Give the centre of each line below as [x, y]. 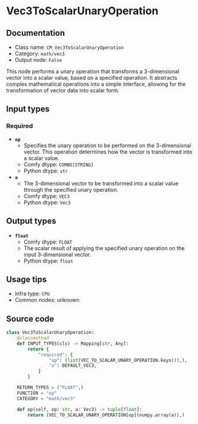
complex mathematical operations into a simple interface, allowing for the [96, 84]
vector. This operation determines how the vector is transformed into [108, 152]
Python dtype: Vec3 [47, 202]
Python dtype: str [46, 170]
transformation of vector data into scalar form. [63, 90]
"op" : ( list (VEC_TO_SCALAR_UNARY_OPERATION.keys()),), [118, 360]
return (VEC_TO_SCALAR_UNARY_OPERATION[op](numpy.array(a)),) [106, 415]
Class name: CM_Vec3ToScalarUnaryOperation [69, 47]
